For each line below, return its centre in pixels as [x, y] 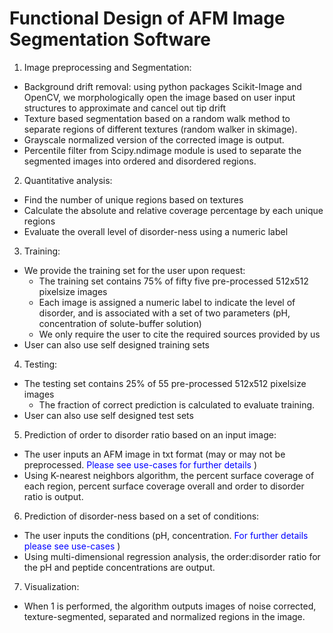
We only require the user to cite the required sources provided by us [179, 334]
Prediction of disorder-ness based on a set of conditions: [141, 516]
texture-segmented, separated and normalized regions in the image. [164, 616]
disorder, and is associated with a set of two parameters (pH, [164, 313]
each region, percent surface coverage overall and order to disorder [164, 486]
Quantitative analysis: [68, 180]
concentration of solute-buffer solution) [120, 323]
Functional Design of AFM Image [147, 18]
